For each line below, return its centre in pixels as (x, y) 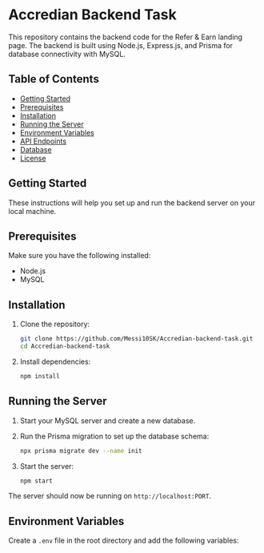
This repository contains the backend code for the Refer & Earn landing (125, 37)
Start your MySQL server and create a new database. (108, 420)
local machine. (32, 211)
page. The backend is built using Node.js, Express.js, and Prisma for (121, 45)
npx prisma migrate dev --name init (81, 450)
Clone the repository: (55, 324)
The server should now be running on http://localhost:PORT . (110, 496)
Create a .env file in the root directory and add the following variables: (124, 541)
